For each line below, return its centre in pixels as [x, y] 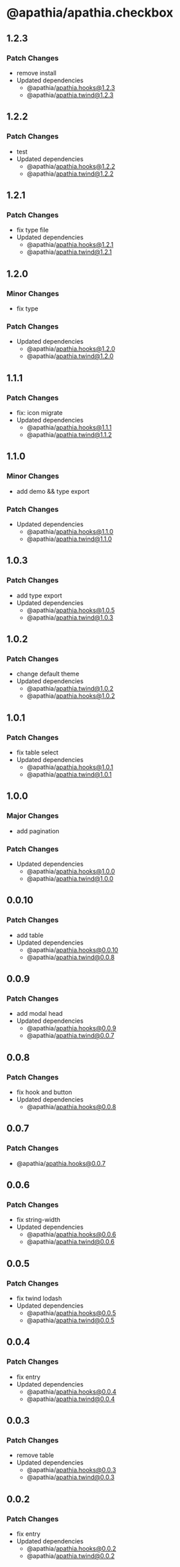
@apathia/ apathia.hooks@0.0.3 [71, 1470]
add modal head [40, 1014]
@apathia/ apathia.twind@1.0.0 [70, 878]
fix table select [38, 752]
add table [30, 935]
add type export [39, 595]
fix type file [32, 230]
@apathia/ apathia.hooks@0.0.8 [71, 1107]
